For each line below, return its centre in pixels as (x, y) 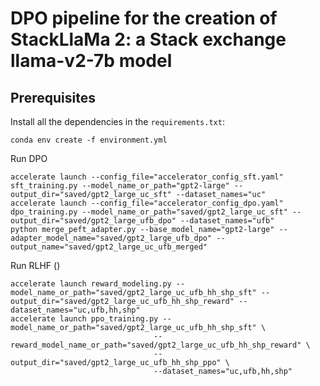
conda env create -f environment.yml (89, 140)
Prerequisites (53, 97)
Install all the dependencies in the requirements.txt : (117, 121)
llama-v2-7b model (91, 61)
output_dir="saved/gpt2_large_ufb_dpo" (93, 221)
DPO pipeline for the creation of (144, 18)
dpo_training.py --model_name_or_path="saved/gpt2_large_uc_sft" (149, 212)
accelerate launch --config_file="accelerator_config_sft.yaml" (147, 177)
